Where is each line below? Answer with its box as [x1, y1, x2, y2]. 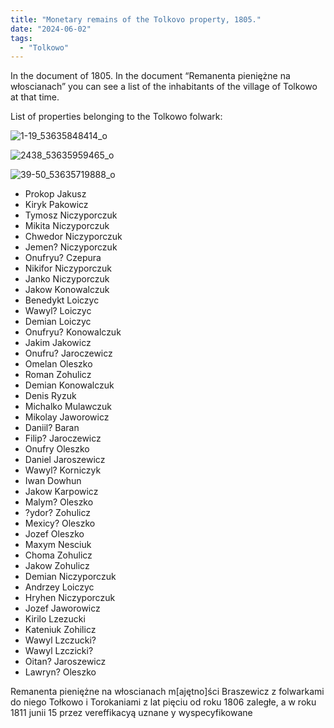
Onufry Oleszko [24, 443, 90, 455]
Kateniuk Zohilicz [24, 624, 97, 636]
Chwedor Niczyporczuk [24, 231, 123, 243]
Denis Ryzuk [24, 390, 77, 402]
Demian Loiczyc [24, 316, 92, 328]
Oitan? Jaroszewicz [24, 656, 107, 668]
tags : [10, 33, 33, 43]
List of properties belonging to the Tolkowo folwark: [10, 111, 223, 123]
